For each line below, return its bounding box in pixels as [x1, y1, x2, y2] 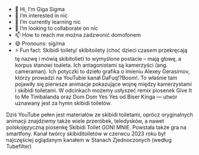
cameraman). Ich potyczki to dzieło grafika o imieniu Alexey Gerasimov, [14, 68, 190, 75]
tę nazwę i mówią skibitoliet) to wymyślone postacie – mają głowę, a [14, 55, 182, 62]
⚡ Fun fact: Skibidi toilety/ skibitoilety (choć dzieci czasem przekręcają [14, 46, 188, 54]
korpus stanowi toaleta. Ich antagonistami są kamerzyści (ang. [14, 61, 168, 69]
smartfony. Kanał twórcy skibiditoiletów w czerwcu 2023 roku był [6, 130, 166, 137]
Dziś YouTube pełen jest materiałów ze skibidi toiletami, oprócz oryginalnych [6, 111, 193, 118]
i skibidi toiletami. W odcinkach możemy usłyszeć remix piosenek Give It [14, 87, 192, 94]
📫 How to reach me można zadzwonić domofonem [14, 32, 141, 38]
